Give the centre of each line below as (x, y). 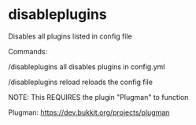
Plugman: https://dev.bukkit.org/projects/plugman (89, 112)
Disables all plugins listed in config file (70, 36)
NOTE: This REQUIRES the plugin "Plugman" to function (98, 97)
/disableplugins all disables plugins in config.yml (87, 66)
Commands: (28, 51)
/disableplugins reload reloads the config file (81, 82)
